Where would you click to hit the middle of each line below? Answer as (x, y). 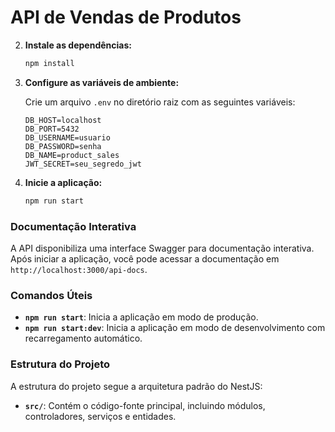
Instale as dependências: (78, 45)
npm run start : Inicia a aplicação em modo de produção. (141, 317)
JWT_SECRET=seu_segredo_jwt (83, 164)
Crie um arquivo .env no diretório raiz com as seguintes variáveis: (160, 102)
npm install (49, 63)
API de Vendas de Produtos (126, 17)
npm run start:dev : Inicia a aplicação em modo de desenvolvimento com (175, 328)
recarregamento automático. (83, 338)
